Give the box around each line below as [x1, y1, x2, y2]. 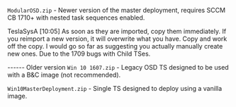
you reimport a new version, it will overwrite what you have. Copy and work [7, 34, 227, 43]
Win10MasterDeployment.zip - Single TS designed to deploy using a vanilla [7, 84, 223, 92]
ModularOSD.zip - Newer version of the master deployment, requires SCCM [7, 6, 225, 14]
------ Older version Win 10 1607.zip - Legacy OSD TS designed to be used [7, 63, 229, 71]
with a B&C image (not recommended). [7, 70, 121, 79]
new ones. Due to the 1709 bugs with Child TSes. [7, 49, 151, 58]
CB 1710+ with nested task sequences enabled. [7, 13, 145, 22]
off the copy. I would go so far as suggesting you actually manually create [7, 42, 223, 50]
